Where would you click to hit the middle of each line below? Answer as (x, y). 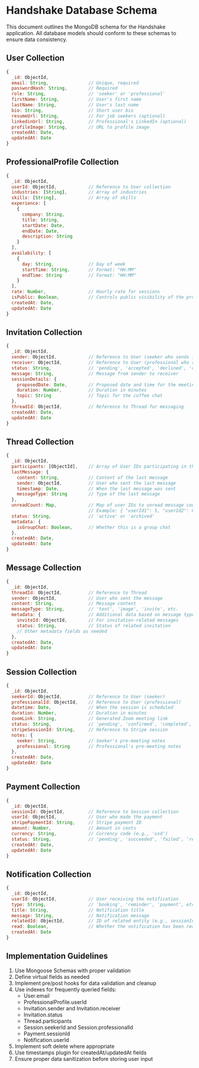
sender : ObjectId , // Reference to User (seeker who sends (100, 357)
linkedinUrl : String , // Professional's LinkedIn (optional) (99, 121)
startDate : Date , (43, 225)
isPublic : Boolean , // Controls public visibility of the (98, 298)
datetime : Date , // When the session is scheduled (92, 707)
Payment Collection (43, 787)
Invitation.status (43, 1015)
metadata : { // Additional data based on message (97, 615)
